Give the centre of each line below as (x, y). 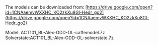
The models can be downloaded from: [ (46, 7)
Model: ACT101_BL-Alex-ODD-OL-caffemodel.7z (55, 32)
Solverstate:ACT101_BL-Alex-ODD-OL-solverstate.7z (60, 38)
